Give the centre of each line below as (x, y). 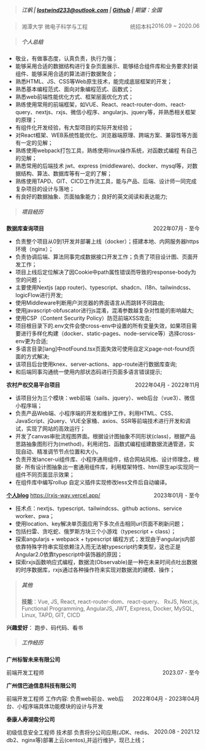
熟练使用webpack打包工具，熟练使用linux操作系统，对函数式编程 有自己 (106, 150)
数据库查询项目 (25, 228)
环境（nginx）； (34, 249)
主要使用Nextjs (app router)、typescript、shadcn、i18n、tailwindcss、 (105, 287)
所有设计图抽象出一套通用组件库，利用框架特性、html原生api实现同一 (112, 466)
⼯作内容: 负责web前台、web (82, 698)
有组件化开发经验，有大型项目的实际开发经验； (74, 127)
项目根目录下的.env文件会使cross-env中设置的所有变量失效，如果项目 (103, 325)
